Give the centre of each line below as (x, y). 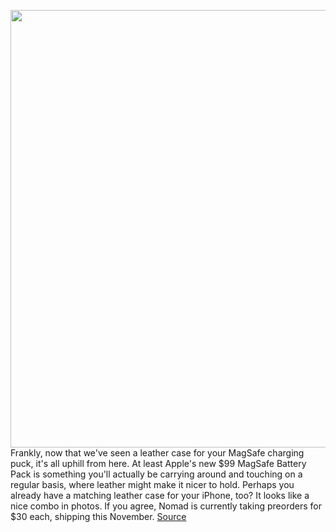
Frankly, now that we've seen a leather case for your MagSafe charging (157, 453)
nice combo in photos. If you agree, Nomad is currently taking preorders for (166, 506)
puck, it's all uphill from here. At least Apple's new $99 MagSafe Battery (158, 463)
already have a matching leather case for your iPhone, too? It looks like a (160, 495)
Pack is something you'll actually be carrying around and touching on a (156, 474)
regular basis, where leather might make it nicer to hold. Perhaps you (152, 484)
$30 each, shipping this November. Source (98, 516)
